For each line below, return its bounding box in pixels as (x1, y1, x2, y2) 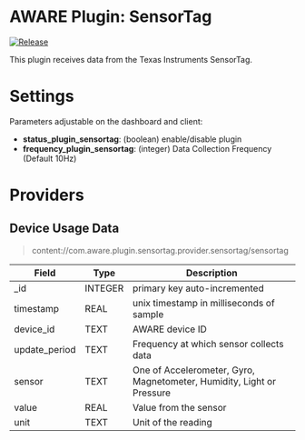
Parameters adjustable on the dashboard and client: (9, 115, 203, 126)
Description (185, 266, 238, 279)
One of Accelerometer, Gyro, (133, 364, 256, 376)
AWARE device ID (133, 323, 207, 335)
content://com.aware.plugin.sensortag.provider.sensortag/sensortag (31, 245, 289, 255)
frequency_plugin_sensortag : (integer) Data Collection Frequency (22, 143, 272, 154)
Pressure (133, 386, 171, 399)
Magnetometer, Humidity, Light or (133, 375, 277, 387)
